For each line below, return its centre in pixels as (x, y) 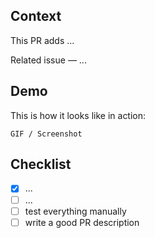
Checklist (41, 164)
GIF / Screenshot (46, 134)
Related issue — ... (48, 60)
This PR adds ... (42, 40)
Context (36, 16)
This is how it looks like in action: (78, 115)
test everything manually (75, 211)
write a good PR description (82, 222)
